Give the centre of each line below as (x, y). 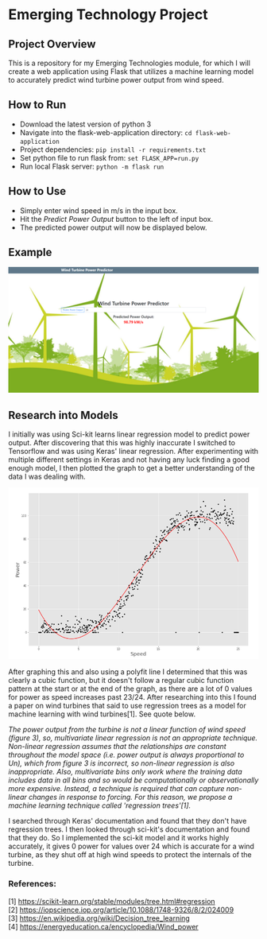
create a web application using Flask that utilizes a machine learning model (131, 72)
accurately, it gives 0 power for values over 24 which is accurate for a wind (131, 846)
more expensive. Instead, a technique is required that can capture (116, 789)
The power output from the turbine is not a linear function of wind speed (127, 730)
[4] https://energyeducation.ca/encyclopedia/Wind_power (103, 926)
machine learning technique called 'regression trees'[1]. (100, 805)
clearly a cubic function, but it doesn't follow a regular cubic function (121, 681)
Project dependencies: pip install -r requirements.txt (113, 149)
